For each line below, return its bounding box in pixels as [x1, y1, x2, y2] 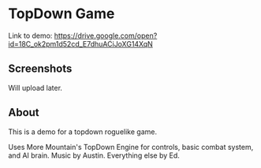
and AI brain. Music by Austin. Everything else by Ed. [8, 151, 180, 160]
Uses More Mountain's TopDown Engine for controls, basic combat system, [8, 142, 254, 151]
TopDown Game [8, 5, 115, 23]
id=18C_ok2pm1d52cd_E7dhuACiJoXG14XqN [8, 39, 154, 48]
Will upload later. [8, 83, 63, 92]
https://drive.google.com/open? [54, 31, 158, 40]
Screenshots [8, 62, 73, 76]
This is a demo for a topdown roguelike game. [8, 127, 158, 136]
